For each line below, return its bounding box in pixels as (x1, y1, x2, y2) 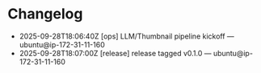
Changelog (7, 5, 83, 23)
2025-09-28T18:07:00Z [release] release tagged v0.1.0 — (19, 48, 212, 58)
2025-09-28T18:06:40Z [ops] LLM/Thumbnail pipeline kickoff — (19, 31, 235, 41)
